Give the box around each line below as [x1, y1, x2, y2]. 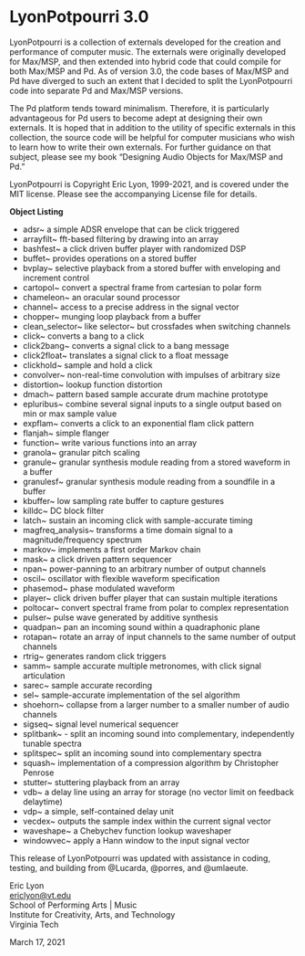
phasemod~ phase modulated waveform [22, 583, 176, 594]
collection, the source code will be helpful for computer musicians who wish [9, 131, 296, 142]
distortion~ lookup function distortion [22, 379, 163, 390]
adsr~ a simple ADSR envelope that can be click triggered [22, 224, 239, 235]
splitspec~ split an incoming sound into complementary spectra [22, 747, 262, 759]
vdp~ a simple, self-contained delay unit [22, 805, 175, 816]
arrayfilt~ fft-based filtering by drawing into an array [22, 233, 219, 244]
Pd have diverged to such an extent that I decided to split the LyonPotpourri [9, 75, 293, 86]
